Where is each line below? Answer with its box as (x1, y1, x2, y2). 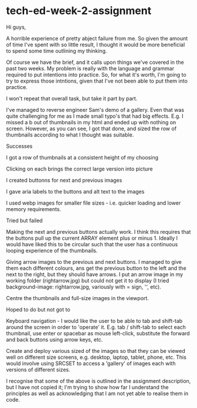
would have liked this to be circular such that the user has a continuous (6, 240, 178, 247)
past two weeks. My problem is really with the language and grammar (6, 64, 175, 72)
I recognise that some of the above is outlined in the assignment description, (6, 377, 191, 385)
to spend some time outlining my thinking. (6, 47, 107, 54)
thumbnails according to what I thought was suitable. (6, 131, 134, 138)
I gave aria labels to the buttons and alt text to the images (6, 188, 145, 195)
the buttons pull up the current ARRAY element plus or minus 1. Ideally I (6, 234, 178, 242)
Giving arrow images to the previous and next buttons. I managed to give (6, 258, 182, 265)
